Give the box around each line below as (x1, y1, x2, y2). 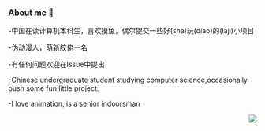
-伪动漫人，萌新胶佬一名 (8, 43, 88, 52)
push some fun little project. (8, 84, 99, 93)
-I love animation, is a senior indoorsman (8, 99, 140, 109)
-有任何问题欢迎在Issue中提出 (8, 59, 105, 69)
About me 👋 (8, 7, 54, 18)
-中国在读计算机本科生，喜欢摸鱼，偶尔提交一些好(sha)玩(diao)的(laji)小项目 (8, 26, 255, 36)
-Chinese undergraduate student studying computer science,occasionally (8, 75, 248, 85)
